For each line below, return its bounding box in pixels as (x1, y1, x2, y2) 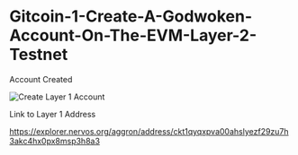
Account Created (9, 73, 73, 84)
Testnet (9, 45, 68, 65)
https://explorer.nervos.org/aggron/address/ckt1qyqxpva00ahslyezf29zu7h (9, 125, 290, 136)
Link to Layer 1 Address (9, 108, 96, 119)
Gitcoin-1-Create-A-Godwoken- (9, 6, 253, 27)
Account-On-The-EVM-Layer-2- (9, 25, 257, 46)
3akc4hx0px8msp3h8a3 (9, 135, 101, 146)
